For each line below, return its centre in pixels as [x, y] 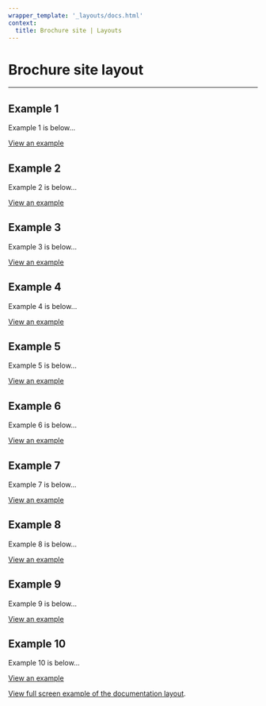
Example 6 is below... [43, 425]
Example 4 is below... [43, 306]
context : [23, 23]
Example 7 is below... [42, 484]
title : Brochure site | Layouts [69, 30]
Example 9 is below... [43, 604]
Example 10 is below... [44, 663]
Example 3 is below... [43, 246]
